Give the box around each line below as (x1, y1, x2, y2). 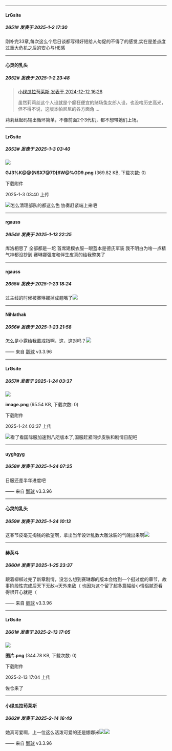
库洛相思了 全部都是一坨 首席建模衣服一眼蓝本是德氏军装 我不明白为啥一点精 (5, 245, 166, 252)
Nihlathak (5, 311, 27, 318)
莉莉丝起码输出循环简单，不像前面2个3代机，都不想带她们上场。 (5, 117, 141, 123)
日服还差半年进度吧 (5, 477, 46, 483)
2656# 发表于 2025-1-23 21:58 (5, 324, 72, 330)
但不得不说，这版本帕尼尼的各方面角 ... (17, 106, 100, 112)
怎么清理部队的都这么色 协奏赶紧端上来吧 (10, 202, 97, 208)
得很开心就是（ (5, 589, 37, 595)
